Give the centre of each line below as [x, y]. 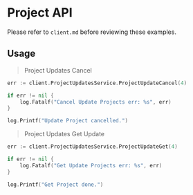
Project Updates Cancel [58, 70]
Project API [40, 13]
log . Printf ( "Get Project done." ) [55, 185]
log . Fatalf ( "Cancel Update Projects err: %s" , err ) [95, 102]
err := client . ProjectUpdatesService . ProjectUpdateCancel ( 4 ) [97, 83]
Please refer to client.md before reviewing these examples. [92, 32]
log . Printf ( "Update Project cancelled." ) [68, 121]
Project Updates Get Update [64, 134]
